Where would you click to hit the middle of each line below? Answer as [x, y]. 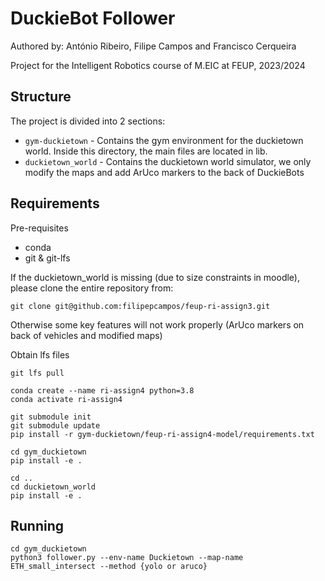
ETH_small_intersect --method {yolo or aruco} [109, 567]
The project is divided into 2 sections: [88, 121]
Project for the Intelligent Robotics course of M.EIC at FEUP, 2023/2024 [158, 65]
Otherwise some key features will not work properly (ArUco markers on [157, 324]
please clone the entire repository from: [92, 288]
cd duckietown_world [53, 487]
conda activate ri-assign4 [66, 399]
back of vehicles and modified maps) [86, 335]
